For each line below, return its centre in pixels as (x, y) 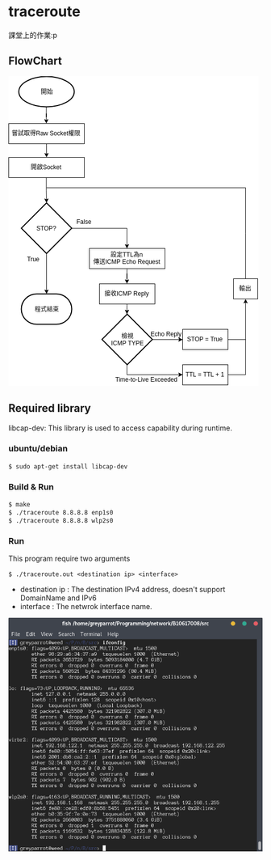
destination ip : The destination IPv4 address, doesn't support (123, 590)
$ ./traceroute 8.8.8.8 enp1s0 (61, 513)
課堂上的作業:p (33, 35)
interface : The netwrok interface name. (86, 607)
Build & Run (31, 486)
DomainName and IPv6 (58, 598)
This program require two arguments (69, 559)
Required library (50, 408)
